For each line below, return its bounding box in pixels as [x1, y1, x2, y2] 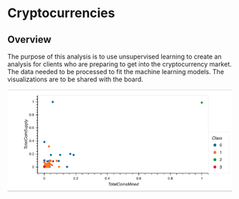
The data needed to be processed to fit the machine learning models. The [7, 68, 225, 76]
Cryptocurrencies [7, 5, 116, 21]
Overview [7, 34, 52, 46]
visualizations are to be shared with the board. [7, 75, 144, 83]
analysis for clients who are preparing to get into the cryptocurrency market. [7, 60, 232, 68]
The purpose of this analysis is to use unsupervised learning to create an [7, 52, 222, 61]
